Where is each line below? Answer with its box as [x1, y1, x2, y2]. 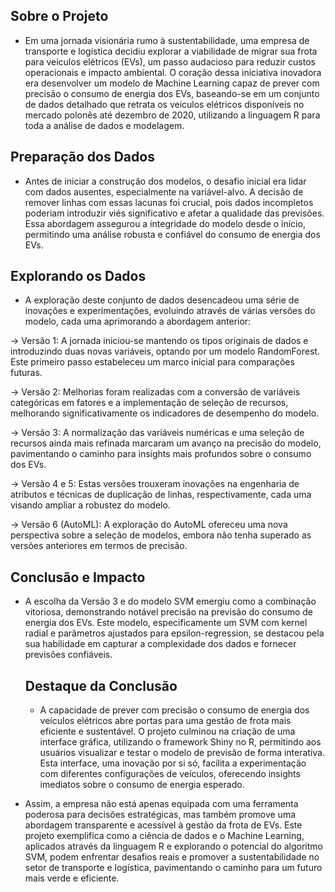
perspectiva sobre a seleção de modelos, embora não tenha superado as [10, 529, 312, 541]
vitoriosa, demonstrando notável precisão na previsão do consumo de [24, 606, 314, 618]
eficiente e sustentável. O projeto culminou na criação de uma [39, 725, 296, 738]
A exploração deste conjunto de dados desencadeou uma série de [24, 294, 300, 306]
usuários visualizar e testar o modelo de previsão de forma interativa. [39, 747, 326, 759]
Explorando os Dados [10, 268, 147, 285]
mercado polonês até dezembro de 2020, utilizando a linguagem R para [24, 109, 321, 121]
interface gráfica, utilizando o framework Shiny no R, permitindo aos [39, 736, 322, 748]
